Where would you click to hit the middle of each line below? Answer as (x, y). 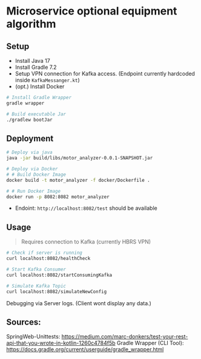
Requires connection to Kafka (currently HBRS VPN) (86, 242)
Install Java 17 (32, 61)
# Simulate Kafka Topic (36, 286)
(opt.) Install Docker (40, 86)
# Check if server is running (44, 253)
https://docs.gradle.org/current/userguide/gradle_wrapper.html (85, 349)
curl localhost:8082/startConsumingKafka (59, 275)
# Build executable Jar (36, 114)
